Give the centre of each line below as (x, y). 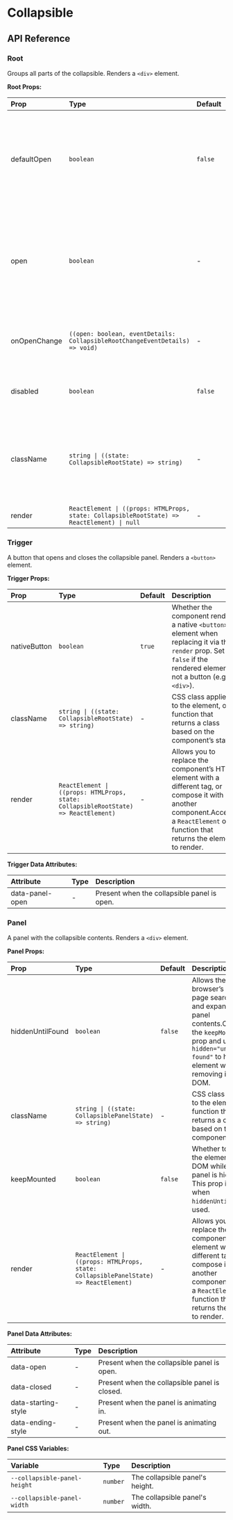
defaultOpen (31, 159)
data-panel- (32, 894)
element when (195, 633)
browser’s (208, 989)
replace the (190, 761)
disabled (25, 391)
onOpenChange (36, 341)
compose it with (198, 795)
